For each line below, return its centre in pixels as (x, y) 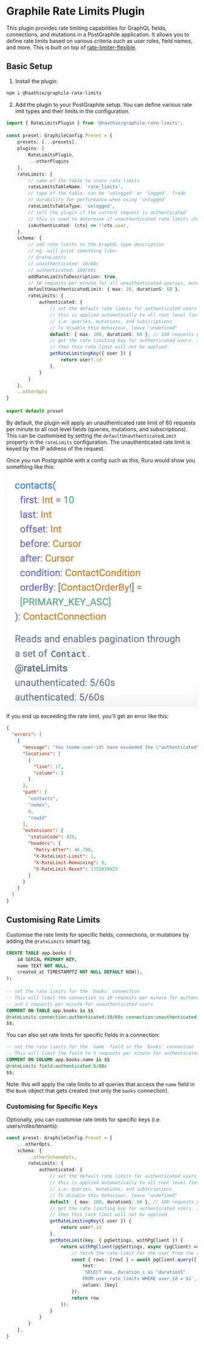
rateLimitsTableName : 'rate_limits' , (76, 187)
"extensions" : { (43, 831)
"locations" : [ (42, 754)
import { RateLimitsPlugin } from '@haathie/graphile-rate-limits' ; (95, 123)
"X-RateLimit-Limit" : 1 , (65, 856)
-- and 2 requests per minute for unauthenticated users (80, 1004)
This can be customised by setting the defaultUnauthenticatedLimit (92, 435)
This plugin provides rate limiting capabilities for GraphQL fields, (87, 28)
